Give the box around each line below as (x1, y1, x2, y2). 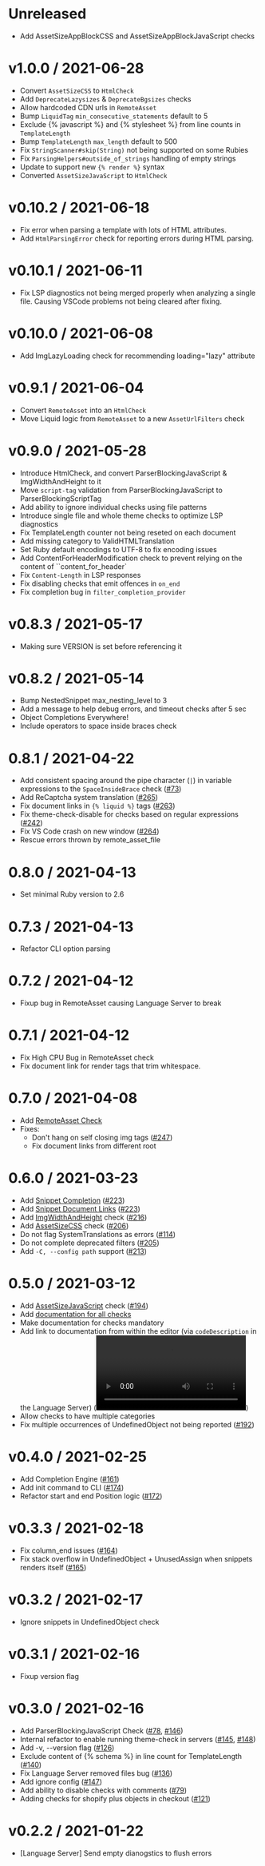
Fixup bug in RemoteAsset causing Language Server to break (19, 998, 222, 1008)
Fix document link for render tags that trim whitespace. (19, 1061, 201, 1071)
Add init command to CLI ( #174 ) (19, 1482, 125, 1492)
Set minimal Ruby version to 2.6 (19, 889, 125, 899)
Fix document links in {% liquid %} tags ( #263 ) (19, 801, 176, 811)
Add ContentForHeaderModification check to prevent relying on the (19, 553, 243, 563)
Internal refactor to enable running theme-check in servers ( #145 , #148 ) (19, 1734, 256, 1744)
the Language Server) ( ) (19, 1402, 249, 1412)
